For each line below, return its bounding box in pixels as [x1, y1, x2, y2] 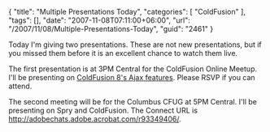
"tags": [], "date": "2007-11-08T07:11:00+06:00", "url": [8, 15, 191, 25]
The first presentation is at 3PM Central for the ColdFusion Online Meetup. [8, 64, 258, 74]
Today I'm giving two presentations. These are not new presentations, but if [8, 40, 262, 49]
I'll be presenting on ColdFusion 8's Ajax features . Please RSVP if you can [8, 73, 255, 82]
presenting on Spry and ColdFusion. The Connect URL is [8, 105, 198, 115]
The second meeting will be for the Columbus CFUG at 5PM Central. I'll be [8, 97, 258, 106]
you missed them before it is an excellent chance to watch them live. [8, 49, 238, 57]
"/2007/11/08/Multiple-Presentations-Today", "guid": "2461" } [8, 24, 214, 33]
